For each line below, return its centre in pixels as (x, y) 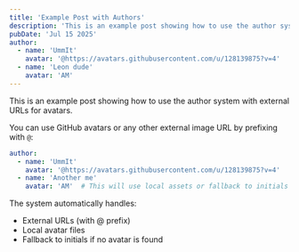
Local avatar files (53, 230)
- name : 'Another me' (57, 178)
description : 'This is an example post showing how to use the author (143, 26)
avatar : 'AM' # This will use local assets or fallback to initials (157, 187)
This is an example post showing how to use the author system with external (149, 101)
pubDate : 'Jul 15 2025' (53, 34)
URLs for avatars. (41, 110)
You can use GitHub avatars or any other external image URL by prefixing (144, 127)
